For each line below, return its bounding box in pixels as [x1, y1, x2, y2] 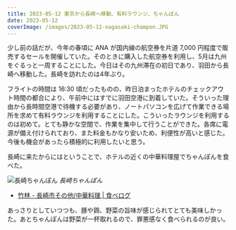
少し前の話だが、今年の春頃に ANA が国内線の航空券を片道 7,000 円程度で [7, 44, 223, 52]
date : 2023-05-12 [7, 17, 58, 24]
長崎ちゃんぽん [58, 177, 103, 185]
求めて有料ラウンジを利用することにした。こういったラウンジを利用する [19, 111, 230, 120]
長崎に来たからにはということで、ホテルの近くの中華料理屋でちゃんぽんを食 [7, 153, 230, 161]
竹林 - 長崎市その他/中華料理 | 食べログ [17, 191, 131, 200]
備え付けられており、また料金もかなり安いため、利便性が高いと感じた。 [19, 129, 229, 137]
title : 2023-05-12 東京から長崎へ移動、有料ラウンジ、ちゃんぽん [7, 10, 180, 18]
